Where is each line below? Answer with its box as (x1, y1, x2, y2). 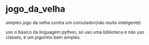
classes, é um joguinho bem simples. (5, 34, 81, 40)
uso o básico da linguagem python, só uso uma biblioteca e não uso (5, 29, 145, 35)
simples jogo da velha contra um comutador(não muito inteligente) (5, 20, 142, 25)
